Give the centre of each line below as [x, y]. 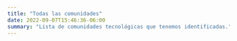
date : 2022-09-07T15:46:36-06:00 [56, 20]
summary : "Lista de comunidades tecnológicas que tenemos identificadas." [120, 26]
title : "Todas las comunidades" [55, 14]
